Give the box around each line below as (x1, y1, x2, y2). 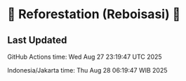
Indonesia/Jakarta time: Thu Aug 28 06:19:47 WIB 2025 (7, 66, 168, 74)
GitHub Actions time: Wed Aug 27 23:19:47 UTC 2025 (7, 52, 163, 61)
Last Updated (7, 34, 67, 46)
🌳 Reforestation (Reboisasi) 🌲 (7, 6, 181, 22)
